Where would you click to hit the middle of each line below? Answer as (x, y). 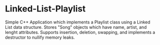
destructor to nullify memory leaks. (40, 37)
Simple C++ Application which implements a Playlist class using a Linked (78, 22)
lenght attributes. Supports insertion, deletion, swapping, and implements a (80, 32)
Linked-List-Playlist (45, 9)
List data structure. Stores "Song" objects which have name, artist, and (76, 27)
